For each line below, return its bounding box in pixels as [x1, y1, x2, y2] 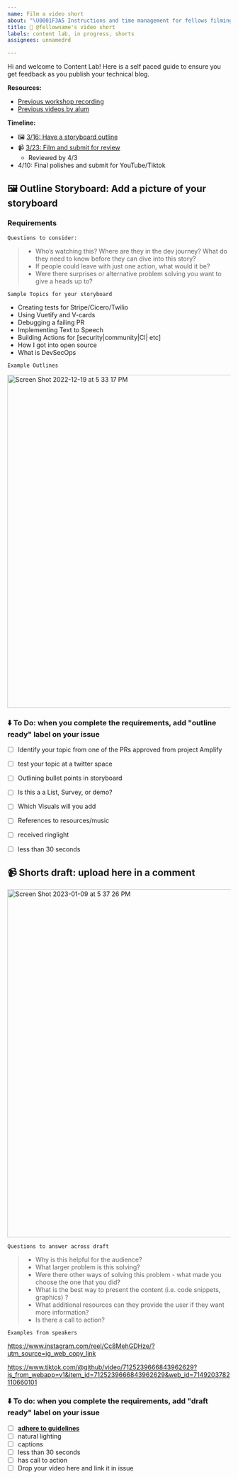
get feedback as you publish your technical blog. [7, 70, 150, 79]
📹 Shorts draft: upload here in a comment [7, 867, 195, 878]
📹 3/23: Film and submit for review [17, 143, 120, 152]
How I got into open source [17, 341, 97, 349]
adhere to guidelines [17, 1424, 80, 1432]
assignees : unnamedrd [7, 37, 72, 44]
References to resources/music [17, 816, 110, 825]
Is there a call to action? [35, 1315, 105, 1325]
